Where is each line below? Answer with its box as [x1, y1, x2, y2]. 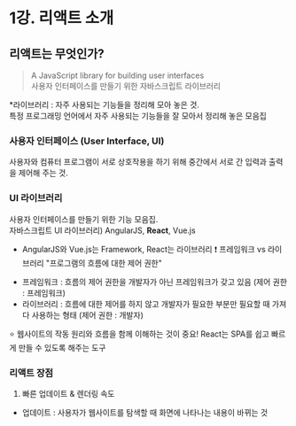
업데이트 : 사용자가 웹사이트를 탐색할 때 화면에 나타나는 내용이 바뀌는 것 [21, 407, 269, 417]
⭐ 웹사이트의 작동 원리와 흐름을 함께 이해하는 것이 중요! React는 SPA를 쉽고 [9, 329, 270, 339]
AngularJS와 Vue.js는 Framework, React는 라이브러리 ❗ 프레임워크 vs [21, 244, 266, 254]
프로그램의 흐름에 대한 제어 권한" [49, 258, 162, 268]
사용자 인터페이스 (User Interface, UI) [9, 135, 165, 147]
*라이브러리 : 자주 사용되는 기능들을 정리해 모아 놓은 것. [9, 99, 199, 110]
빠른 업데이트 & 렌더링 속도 [21, 388, 115, 399]
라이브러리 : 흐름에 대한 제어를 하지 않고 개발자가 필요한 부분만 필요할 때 [21, 298, 270, 309]
